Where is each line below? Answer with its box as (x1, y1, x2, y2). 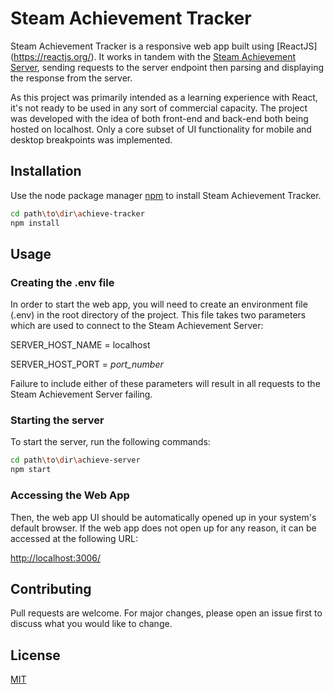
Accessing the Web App (10, 488, 130, 502)
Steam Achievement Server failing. (10, 388, 153, 401)
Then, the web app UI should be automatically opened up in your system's (10, 511, 317, 523)
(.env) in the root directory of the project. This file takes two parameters (10, 309, 307, 321)
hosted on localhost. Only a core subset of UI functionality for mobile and (10, 123, 312, 135)
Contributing (10, 580, 92, 597)
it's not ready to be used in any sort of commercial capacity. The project (10, 102, 308, 114)
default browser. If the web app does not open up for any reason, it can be (10, 522, 317, 534)
